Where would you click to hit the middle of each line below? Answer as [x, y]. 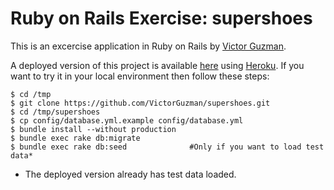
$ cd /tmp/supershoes [55, 112]
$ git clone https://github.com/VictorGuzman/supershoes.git [140, 103]
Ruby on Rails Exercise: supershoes [161, 18]
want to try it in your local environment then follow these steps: [140, 76]
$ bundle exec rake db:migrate [75, 138]
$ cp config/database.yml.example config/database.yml [127, 120]
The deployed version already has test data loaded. [130, 174]
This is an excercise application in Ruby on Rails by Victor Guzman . [148, 46]
